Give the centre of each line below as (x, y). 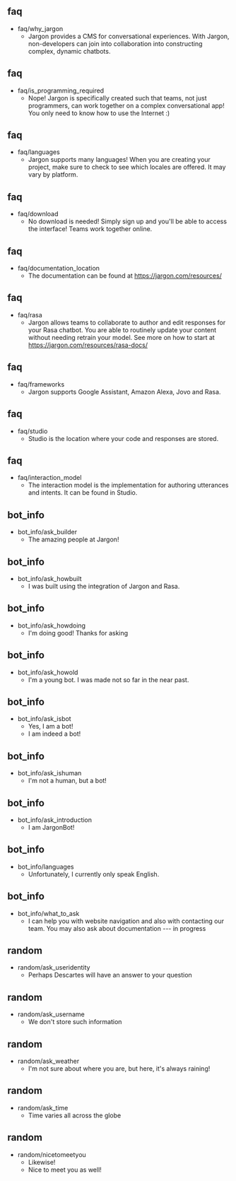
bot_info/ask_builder (47, 532)
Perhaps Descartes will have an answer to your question (110, 975)
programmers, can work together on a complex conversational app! (126, 105)
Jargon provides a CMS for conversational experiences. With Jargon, (129, 36)
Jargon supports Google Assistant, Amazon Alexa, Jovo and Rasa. (124, 392)
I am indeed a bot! (54, 734)
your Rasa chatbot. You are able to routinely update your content (122, 330)
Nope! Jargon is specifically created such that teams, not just (117, 98)
